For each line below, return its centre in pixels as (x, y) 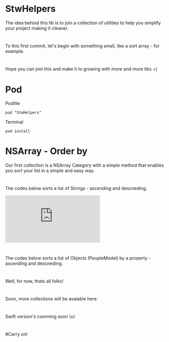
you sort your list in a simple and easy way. (50, 171)
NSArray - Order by (46, 151)
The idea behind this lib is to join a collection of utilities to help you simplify (83, 23)
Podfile (13, 104)
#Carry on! (16, 334)
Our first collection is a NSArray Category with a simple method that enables (84, 165)
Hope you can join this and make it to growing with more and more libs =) (81, 69)
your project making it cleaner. (37, 28)
